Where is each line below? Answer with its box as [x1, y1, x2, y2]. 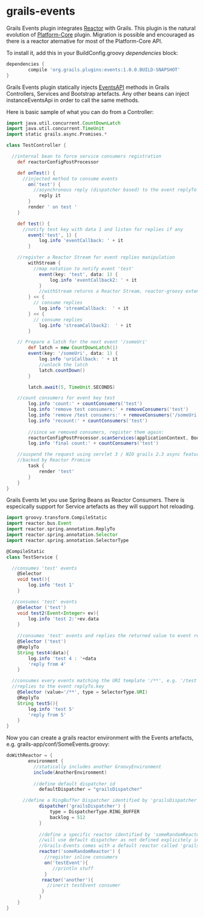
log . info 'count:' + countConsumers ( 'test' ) [28, 401, 143, 407]
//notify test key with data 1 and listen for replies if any [22, 226, 183, 232]
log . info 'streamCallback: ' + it [38, 305, 129, 312]
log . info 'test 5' [28, 706, 75, 712]
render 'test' [38, 468, 75, 474]
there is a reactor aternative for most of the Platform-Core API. [6, 37, 163, 45]
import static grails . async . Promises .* [6, 131, 107, 138]
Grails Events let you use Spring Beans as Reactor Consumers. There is [6, 496, 185, 504]
